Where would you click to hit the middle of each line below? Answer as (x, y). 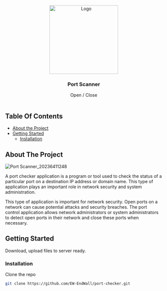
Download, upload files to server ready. (46, 251)
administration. (20, 192)
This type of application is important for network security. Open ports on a (82, 202)
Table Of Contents (34, 116)
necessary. (17, 223)
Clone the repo (20, 275)
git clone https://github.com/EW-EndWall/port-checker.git (68, 284)
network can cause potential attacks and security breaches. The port (76, 207)
